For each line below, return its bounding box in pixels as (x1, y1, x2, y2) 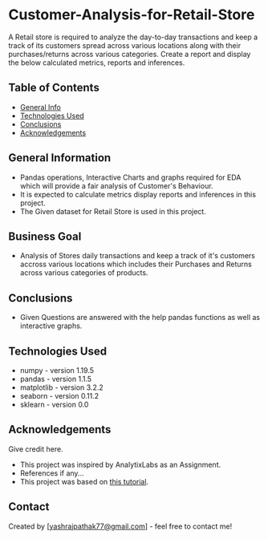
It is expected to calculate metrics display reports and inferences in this (19, 189, 257, 199)
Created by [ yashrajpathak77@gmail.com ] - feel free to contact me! (8, 521, 233, 531)
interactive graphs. (19, 321, 83, 330)
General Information (8, 151, 112, 165)
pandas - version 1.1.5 (19, 375, 92, 383)
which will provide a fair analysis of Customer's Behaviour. (19, 180, 214, 190)
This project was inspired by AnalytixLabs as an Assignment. (19, 460, 221, 469)
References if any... (19, 468, 84, 478)
